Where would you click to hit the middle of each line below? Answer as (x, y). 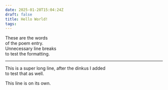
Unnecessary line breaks (31, 48)
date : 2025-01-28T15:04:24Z (34, 10)
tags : (11, 24)
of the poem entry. (24, 43)
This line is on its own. (28, 83)
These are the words (26, 38)
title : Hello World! (27, 19)
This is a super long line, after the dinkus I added (55, 68)
